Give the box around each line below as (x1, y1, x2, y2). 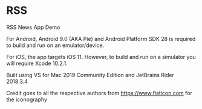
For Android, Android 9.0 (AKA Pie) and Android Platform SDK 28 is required (6, 35, 196, 42)
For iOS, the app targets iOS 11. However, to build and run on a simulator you (6, 53, 197, 60)
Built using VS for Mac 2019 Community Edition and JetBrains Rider (6, 71, 174, 78)
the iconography (6, 96, 47, 103)
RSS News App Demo (6, 23, 60, 31)
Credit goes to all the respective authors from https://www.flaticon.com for (6, 89, 192, 96)
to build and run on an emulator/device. (6, 42, 105, 49)
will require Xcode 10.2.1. (6, 60, 68, 67)
